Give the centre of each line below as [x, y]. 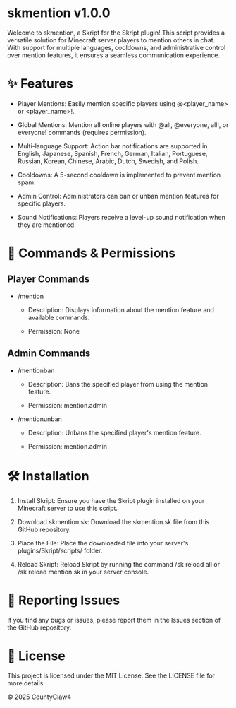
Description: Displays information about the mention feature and [121, 309]
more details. [26, 683]
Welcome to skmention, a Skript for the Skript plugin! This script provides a [116, 33]
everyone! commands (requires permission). [82, 132]
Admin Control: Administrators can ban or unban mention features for [118, 196]
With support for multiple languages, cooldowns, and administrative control [117, 47]
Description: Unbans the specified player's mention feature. [115, 432]
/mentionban [36, 370]
